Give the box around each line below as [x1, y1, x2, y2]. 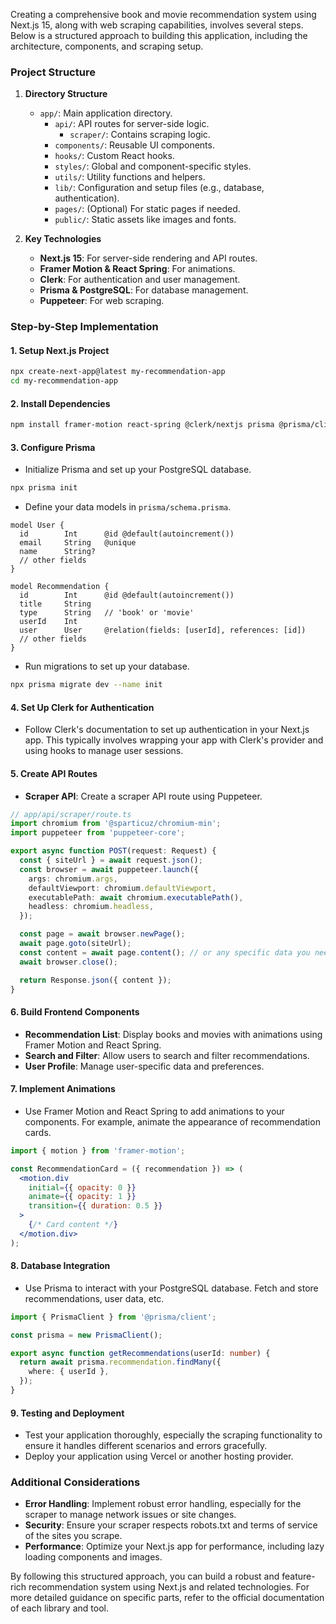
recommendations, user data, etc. [24, 1292, 165, 1304]
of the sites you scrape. [24, 1530, 123, 1542]
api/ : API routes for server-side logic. [54, 118, 210, 130]
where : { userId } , [28, 1367, 110, 1377]
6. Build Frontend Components [10, 1006, 140, 1018]
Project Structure [10, 65, 96, 79]
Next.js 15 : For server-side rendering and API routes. [39, 252, 258, 264]
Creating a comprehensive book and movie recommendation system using [10, 9, 317, 20]
